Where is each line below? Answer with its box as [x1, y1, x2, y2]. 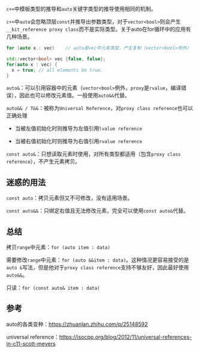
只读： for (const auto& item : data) [6, 284, 100, 291]
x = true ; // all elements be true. [11, 67, 103, 73]
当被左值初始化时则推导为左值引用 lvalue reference [14, 125, 143, 132]
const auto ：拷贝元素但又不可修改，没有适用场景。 [6, 194, 133, 201]
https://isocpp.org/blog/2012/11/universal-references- [59, 333, 192, 340]
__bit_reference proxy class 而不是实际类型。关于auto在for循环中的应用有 [6, 26, 191, 32]
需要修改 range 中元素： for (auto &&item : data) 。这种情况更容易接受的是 [6, 256, 189, 263]
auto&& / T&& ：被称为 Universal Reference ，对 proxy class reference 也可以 [6, 105, 194, 112]
